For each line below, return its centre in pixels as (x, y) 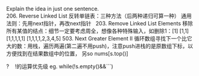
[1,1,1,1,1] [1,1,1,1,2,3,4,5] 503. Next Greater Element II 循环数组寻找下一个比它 (99, 38)
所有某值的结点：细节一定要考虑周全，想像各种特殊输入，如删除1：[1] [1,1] (97, 31)
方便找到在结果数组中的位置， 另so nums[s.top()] (67, 53)
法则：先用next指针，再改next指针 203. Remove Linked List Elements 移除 (100, 23)
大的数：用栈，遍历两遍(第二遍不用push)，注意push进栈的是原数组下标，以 (100, 46)
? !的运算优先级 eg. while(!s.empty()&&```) (60, 66)
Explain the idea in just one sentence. (53, 9)
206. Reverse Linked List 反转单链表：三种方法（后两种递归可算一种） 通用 (99, 16)
